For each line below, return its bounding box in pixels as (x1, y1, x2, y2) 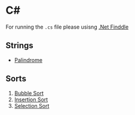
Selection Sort (14, 102, 50, 109)
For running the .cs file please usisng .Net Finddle (5, 23, 129, 30)
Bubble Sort (14, 89, 44, 97)
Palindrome (14, 56, 43, 63)
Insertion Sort (14, 96, 48, 103)
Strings (5, 41, 33, 51)
